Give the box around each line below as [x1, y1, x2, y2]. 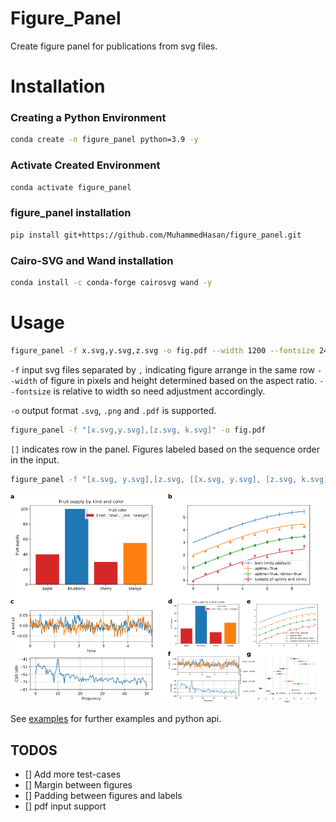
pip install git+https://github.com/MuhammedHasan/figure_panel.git [10, 230, 302, 240]
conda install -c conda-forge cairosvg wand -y [10, 277, 213, 287]
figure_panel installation [10, 206, 132, 220]
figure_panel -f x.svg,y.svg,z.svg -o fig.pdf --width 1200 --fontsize [10, 345, 315, 356]
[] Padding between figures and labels [24, 790, 183, 802]
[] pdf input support [24, 800, 107, 812]
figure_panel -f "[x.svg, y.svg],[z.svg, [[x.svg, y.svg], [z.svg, [10, 474, 298, 484]
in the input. [10, 453, 60, 466]
